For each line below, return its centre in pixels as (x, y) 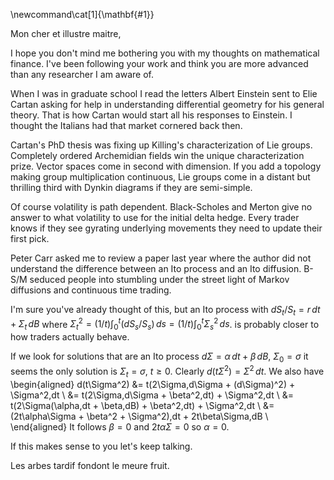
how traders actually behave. (70, 337)
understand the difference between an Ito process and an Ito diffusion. (156, 268)
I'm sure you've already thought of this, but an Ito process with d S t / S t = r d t (165, 311)
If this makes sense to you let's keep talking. (101, 446)
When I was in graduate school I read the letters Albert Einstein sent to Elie (164, 93)
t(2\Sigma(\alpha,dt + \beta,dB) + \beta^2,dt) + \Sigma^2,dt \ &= (142, 405)
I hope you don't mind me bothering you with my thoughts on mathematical (165, 53)
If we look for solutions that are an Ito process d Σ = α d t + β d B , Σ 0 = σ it (159, 357)
